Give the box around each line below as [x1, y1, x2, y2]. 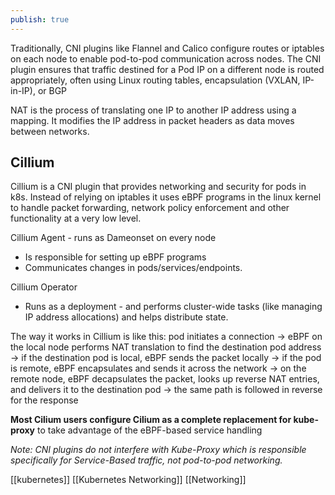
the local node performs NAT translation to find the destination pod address [10, 341, 322, 353]
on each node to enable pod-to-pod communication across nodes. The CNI [10, 52, 322, 65]
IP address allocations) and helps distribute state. [24, 311, 229, 323]
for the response [10, 394, 79, 406]
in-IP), [10, 84, 36, 96]
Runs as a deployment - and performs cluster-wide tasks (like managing [24, 301, 323, 313]
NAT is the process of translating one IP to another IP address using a [10, 104, 297, 116]
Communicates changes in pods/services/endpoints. [24, 262, 243, 274]
